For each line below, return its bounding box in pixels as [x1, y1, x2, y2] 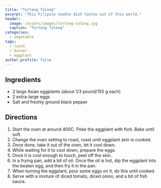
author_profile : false [5, 57, 52, 62]
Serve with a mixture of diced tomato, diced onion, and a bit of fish [12, 173, 148, 179]
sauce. [12, 178, 26, 184]
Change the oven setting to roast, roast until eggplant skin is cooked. [12, 136, 152, 142]
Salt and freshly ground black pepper [12, 99, 88, 105]
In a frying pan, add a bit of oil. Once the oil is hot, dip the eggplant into [12, 158, 156, 163]
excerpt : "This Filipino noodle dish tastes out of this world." [5, 12, 141, 17]
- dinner [9, 48, 27, 53]
